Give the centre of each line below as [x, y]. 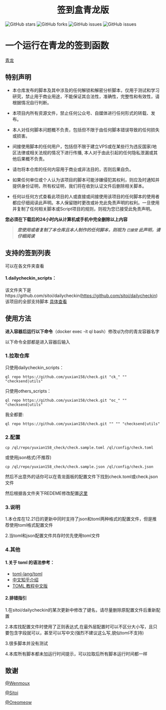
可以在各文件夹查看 [25, 266]
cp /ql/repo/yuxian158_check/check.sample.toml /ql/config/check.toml [79, 448]
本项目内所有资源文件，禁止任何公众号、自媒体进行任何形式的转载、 [82, 113]
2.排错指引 [16, 598]
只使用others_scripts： [28, 391]
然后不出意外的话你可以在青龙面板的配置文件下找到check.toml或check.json [82, 477]
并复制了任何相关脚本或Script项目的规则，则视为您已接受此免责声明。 [83, 209]
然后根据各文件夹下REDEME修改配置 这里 [46, 493]
